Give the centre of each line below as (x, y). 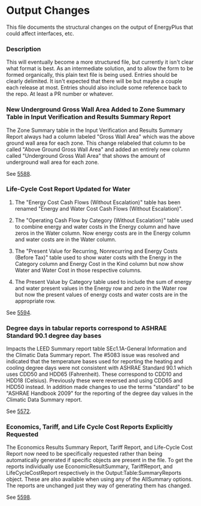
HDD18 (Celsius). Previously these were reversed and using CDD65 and (95, 381)
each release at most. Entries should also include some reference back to (97, 88)
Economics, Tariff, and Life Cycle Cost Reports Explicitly (90, 427)
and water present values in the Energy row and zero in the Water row (101, 288)
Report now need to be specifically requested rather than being (84, 454)
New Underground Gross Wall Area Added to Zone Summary (96, 110)
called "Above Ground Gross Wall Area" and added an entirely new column (98, 149)
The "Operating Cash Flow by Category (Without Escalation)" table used (104, 220)
